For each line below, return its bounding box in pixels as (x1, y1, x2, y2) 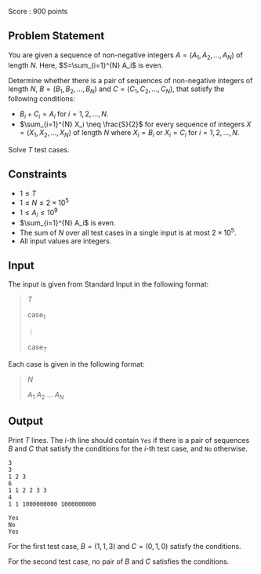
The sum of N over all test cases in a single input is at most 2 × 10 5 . (19, 226, 237, 237)
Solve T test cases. (8, 145, 71, 154)
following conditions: (8, 94, 76, 104)
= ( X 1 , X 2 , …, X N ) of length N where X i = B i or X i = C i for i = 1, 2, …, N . (19, 128, 240, 139)
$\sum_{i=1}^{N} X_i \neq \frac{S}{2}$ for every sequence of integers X (19, 119, 252, 129)
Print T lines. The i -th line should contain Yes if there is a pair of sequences (8, 435, 250, 444)
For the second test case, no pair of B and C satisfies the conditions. (8, 557, 230, 566)
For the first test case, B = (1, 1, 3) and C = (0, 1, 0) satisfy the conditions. (8, 541, 241, 550)
